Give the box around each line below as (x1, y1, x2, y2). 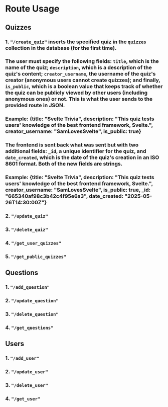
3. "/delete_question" (5, 310, 59, 317)
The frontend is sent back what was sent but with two (5, 141, 139, 148)
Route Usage (5, 3, 60, 15)
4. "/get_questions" (5, 324, 54, 331)
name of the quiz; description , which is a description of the (5, 64, 152, 71)
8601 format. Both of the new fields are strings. (5, 160, 123, 168)
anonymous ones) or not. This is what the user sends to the (5, 96, 153, 103)
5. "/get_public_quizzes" (5, 253, 67, 260)
